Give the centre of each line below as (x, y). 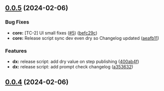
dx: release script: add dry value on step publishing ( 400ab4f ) (76, 61)
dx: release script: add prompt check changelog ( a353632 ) (73, 66)
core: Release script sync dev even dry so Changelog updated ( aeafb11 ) (86, 38)
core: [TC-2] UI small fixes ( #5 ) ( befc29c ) (55, 33)
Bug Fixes (17, 22)
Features (16, 51)
